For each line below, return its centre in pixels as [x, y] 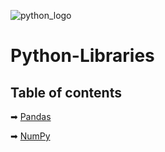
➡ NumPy [30, 136]
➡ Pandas [31, 116]
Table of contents [66, 92]
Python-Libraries [82, 56]
